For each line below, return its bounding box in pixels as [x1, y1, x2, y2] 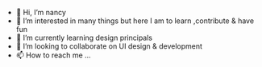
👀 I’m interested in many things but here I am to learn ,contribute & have [15, 16, 255, 26]
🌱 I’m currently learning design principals [15, 33, 153, 42]
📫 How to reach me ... [15, 50, 91, 60]
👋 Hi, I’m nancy [15, 8, 67, 17]
